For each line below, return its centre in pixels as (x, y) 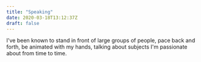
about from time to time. (37, 53)
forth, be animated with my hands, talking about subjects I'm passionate (97, 47)
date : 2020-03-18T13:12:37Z (42, 18)
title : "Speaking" (30, 12)
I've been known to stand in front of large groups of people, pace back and (101, 41)
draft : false (23, 23)
